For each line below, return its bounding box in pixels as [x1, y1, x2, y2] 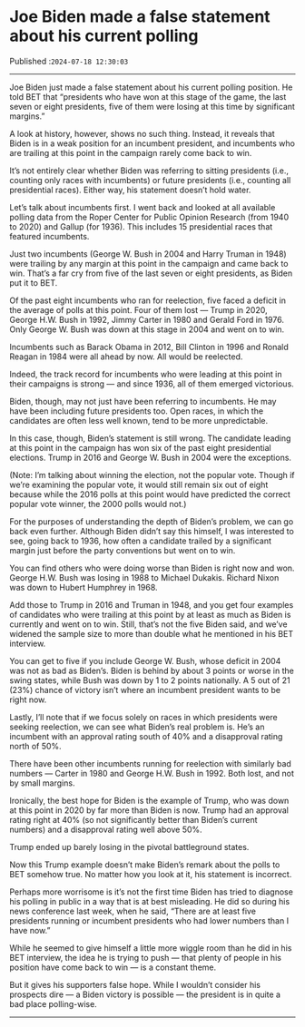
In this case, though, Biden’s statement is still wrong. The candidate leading [9, 433, 291, 444]
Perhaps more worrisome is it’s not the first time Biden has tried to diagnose [9, 886, 293, 897]
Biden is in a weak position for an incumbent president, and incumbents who [9, 138, 295, 149]
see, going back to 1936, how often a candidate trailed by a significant [9, 535, 272, 546]
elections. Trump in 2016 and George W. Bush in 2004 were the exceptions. [9, 452, 292, 463]
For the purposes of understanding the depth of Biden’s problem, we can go [9, 515, 294, 527]
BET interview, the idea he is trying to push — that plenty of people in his [9, 952, 281, 963]
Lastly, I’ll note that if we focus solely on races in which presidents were [9, 711, 279, 722]
